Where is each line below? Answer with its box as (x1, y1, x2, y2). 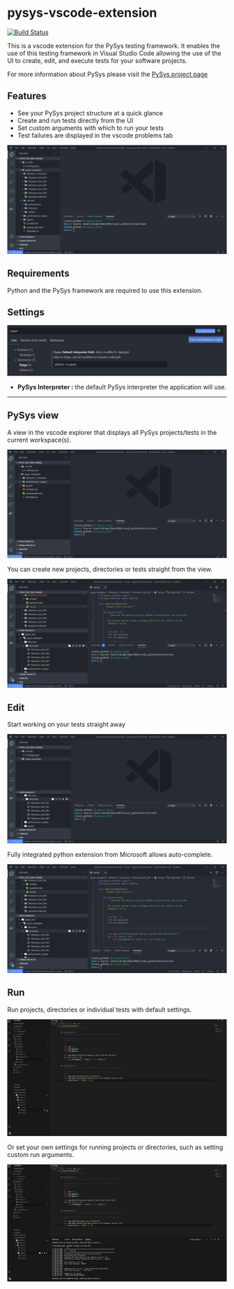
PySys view (7, 410, 59, 422)
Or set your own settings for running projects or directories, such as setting (7, 1143, 224, 1151)
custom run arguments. (7, 1151, 75, 1159)
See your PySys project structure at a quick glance (17, 108, 164, 117)
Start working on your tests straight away (7, 720, 126, 728)
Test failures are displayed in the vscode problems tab (17, 131, 173, 139)
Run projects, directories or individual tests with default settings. (7, 1005, 192, 1014)
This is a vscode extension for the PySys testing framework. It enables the (7, 41, 221, 50)
